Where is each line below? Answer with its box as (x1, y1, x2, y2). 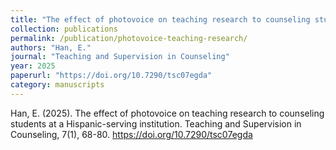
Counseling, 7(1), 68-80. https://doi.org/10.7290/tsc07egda (10, 128, 253, 140)
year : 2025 (10, 61, 56, 71)
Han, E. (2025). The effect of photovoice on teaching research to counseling (10, 107, 325, 119)
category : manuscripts (10, 80, 105, 90)
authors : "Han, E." (10, 42, 92, 53)
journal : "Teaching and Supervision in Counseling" (10, 52, 230, 62)
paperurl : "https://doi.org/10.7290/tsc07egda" (10, 71, 213, 81)
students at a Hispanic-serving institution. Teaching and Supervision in (10, 117, 302, 130)
